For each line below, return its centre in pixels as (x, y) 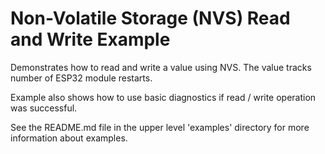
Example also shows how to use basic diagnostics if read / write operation (163, 97)
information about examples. (69, 138)
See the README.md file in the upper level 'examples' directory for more (160, 127)
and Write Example (90, 39)
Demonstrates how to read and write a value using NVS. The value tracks (161, 67)
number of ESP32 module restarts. (81, 78)
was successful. (44, 108)
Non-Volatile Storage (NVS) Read (150, 18)
